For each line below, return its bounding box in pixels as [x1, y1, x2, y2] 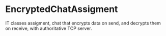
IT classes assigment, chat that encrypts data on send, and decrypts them [5, 20, 161, 26]
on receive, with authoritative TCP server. [5, 25, 93, 31]
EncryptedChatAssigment [5, 3, 118, 15]
